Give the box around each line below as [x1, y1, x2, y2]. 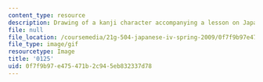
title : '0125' [8, 55, 55, 63]
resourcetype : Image [8, 48, 76, 55]
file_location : [8, 33, 58, 41]
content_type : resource [8, 11, 86, 20]
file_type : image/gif [8, 41, 79, 48]
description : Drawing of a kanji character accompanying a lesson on [8, 19, 240, 27]
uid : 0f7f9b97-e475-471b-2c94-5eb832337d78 [8, 62, 153, 70]
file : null [8, 26, 44, 34]
